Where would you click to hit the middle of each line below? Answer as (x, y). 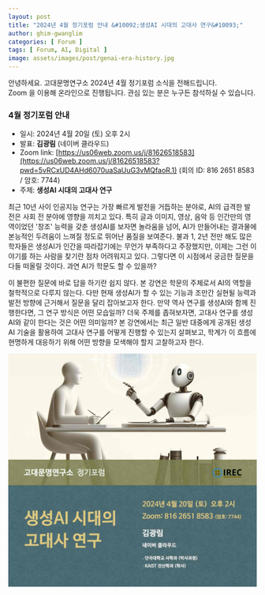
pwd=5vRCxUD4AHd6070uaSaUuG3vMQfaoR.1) (98, 171)
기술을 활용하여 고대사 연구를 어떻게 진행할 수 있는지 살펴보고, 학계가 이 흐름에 (136, 333)
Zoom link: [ (39, 153)
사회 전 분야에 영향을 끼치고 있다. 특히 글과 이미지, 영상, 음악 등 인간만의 (132, 217)
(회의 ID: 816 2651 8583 (216, 171)
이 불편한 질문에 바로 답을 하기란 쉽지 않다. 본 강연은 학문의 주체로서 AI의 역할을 (130, 283)
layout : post (30, 17)
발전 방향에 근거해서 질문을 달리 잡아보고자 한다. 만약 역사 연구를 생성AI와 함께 (128, 303)
